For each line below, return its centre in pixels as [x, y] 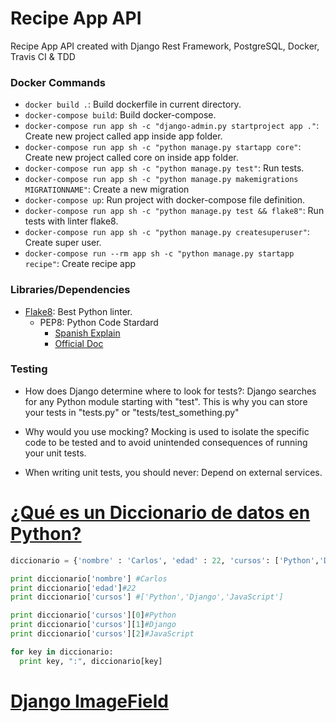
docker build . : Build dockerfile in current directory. [133, 104]
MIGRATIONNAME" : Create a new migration [107, 189]
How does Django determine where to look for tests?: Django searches [170, 391]
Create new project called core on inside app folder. [131, 158]
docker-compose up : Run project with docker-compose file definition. [165, 200]
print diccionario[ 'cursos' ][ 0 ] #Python [93, 615]
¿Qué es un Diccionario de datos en [160, 513]
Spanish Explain [87, 333]
